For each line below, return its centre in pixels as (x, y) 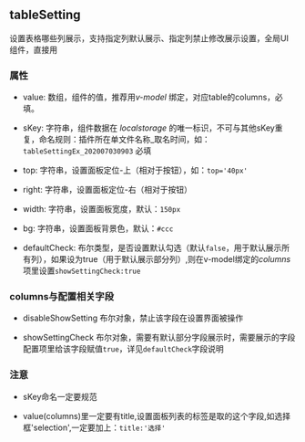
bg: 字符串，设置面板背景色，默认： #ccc (98, 228)
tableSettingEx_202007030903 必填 (87, 151)
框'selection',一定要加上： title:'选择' (94, 427)
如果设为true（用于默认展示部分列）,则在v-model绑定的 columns (171, 259)
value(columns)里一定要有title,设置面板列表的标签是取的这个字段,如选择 (157, 416)
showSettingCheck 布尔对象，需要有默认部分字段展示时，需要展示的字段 (159, 338)
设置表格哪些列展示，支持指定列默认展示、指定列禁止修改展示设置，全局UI (149, 38)
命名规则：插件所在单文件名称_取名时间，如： (125, 140)
